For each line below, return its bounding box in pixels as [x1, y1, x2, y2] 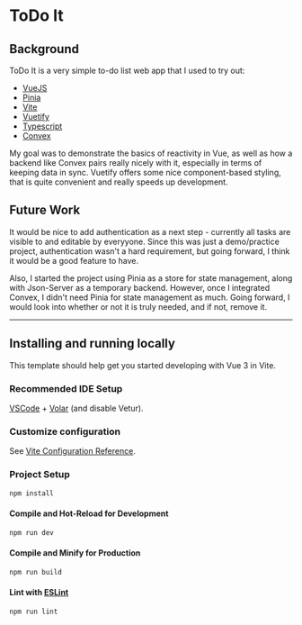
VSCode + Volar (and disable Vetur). [9, 403, 144, 413]
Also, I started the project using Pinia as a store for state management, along [9, 272, 293, 284]
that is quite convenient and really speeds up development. [9, 177, 228, 187]
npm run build [9, 567, 63, 576]
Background [9, 41, 79, 57]
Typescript [22, 121, 63, 131]
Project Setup [9, 468, 70, 481]
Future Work [9, 203, 81, 218]
